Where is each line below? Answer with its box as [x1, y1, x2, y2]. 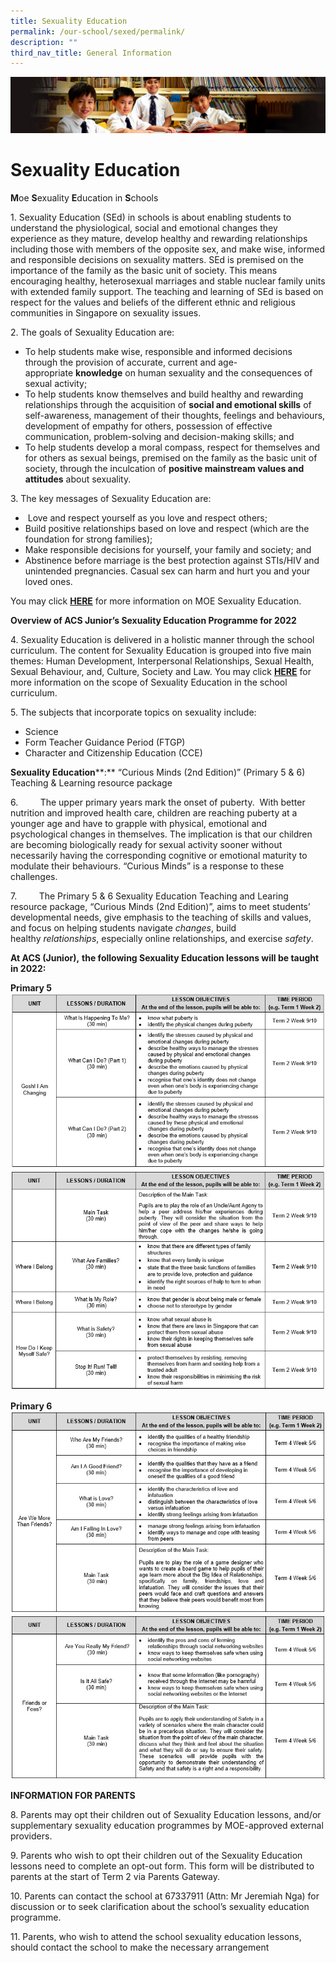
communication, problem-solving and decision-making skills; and [24, 430, 295, 442]
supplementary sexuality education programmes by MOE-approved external [10, 1820, 324, 1832]
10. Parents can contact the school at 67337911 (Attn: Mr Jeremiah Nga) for [10, 1890, 320, 1902]
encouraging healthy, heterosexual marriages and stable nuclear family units [10, 275, 326, 287]
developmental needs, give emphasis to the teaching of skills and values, [10, 911, 312, 923]
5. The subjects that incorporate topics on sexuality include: [10, 706, 257, 718]
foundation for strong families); [24, 533, 153, 545]
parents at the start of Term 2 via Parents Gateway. [10, 1871, 221, 1883]
